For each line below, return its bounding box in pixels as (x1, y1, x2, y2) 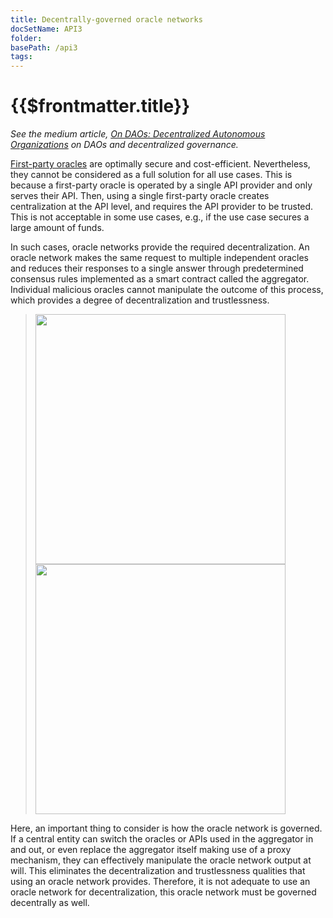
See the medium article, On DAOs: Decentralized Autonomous (10, 128, 266, 140)
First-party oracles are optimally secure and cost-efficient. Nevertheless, (10, 158, 311, 170)
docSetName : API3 (10, 24, 83, 34)
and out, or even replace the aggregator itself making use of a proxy (10, 844, 292, 856)
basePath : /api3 (10, 42, 78, 53)
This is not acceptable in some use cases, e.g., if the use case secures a (10, 211, 310, 223)
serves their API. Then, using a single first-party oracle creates (10, 190, 270, 202)
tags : (10, 52, 33, 62)
